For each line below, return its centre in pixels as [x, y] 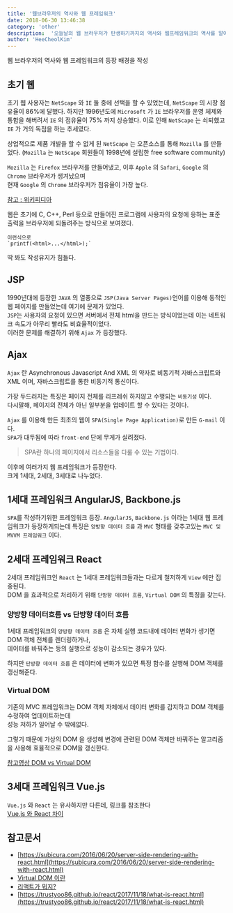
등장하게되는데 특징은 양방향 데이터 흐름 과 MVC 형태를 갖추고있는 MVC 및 [126, 526]
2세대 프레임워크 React [55, 559]
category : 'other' [34, 27]
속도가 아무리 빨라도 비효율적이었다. [63, 324]
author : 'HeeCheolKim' [40, 40]
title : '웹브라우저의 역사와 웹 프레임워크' [62, 14]
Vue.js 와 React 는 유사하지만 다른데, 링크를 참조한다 [79, 805]
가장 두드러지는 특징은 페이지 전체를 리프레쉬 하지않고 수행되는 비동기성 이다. [110, 396]
